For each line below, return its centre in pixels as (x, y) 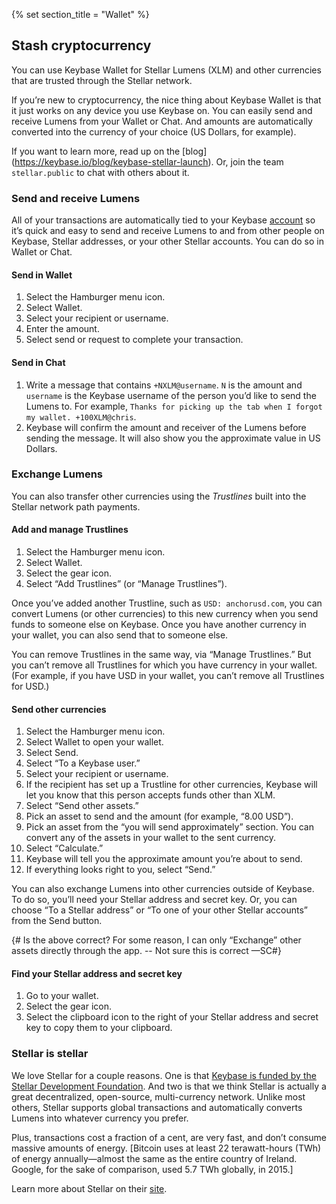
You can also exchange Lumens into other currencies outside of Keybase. (163, 889)
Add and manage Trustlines (70, 530)
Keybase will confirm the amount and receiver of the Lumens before (166, 427)
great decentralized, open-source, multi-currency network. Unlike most (158, 1096)
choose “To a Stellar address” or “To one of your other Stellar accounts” (159, 910)
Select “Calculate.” (64, 848)
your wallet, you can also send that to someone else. (120, 635)
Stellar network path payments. (76, 506)
